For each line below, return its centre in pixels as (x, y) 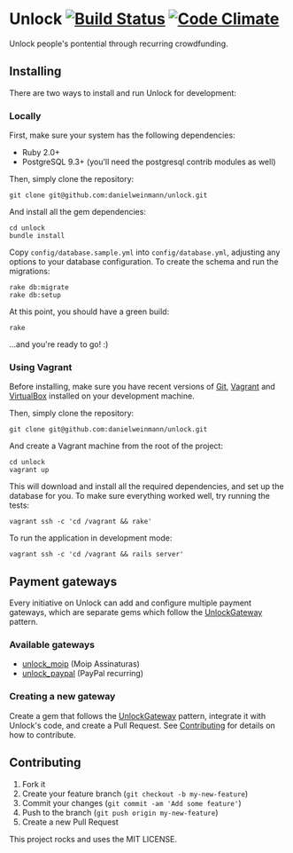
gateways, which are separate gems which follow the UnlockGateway (136, 612)
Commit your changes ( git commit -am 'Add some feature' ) (131, 802)
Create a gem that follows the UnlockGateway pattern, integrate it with (138, 715)
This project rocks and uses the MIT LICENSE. (93, 839)
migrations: (30, 272)
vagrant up (29, 470)
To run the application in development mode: (91, 538)
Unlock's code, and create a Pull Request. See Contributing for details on (143, 725)
